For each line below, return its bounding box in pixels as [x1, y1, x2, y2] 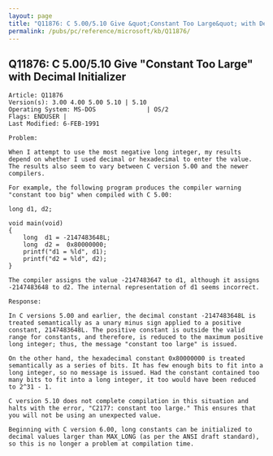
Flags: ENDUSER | [8, 113, 67, 121]
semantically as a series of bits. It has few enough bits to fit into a [8, 362, 264, 370]
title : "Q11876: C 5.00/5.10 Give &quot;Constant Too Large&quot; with [8, 20, 256, 28]
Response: [8, 297, 42, 306]
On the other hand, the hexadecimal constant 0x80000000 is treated [8, 354, 245, 363]
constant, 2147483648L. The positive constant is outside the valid [8, 326, 245, 334]
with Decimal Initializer [8, 70, 127, 84]
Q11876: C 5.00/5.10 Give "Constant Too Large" [8, 57, 253, 71]
